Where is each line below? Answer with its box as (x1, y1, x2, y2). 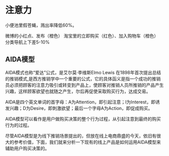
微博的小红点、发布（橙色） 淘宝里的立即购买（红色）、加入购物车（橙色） (5, 33, 158, 39)
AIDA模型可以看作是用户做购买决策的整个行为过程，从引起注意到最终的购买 (5, 116, 161, 122)
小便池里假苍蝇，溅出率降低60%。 (5, 22, 77, 28)
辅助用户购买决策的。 (5, 145, 49, 151)
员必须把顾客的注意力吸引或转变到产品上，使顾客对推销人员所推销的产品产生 (5, 82, 164, 88)
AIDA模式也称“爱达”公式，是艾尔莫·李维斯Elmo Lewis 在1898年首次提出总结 (5, 69, 161, 75)
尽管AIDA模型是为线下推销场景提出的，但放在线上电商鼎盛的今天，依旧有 (5, 132, 157, 138)
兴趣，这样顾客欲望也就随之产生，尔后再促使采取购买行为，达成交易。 (5, 88, 151, 94)
